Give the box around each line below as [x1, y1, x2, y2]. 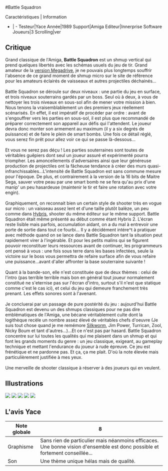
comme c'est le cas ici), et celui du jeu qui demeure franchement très [5, 285, 148, 291]
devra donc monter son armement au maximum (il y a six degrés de [5, 125, 144, 131]
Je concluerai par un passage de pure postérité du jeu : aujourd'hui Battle [5, 301, 157, 307]
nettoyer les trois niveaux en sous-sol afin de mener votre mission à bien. [5, 99, 156, 105]
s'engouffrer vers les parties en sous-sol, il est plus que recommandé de [5, 115, 155, 121]
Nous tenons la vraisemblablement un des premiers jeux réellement [5, 104, 144, 110]
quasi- [147, 162, 161, 169]
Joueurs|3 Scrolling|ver [12, 29, 61, 34]
